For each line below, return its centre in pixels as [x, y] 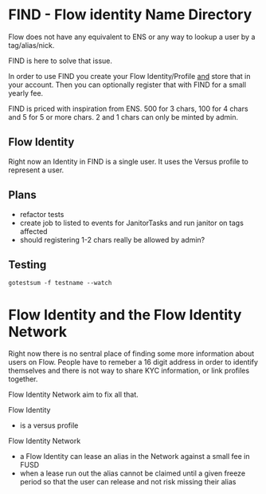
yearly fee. [26, 93]
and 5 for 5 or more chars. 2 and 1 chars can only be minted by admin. [123, 117]
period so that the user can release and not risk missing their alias [128, 482]
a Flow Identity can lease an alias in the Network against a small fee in [135, 456]
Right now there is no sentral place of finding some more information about [131, 354]
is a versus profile [49, 425]
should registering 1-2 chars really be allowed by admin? [112, 239]
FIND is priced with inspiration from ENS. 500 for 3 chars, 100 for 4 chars [128, 109]
